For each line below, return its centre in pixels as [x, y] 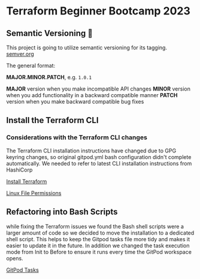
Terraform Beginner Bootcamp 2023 [98, 11]
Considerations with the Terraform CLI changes [77, 137]
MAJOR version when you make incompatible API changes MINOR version [98, 89]
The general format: [31, 65]
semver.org [20, 54]
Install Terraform [27, 181]
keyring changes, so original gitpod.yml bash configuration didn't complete [99, 157]
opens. [15, 258]
